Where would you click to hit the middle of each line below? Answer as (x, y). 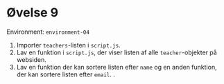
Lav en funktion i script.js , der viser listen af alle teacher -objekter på (117, 52)
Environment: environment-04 (48, 32)
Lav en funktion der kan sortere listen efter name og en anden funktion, (117, 67)
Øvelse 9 (33, 13)
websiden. (31, 59)
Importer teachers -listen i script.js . (68, 45)
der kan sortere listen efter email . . (66, 74)
